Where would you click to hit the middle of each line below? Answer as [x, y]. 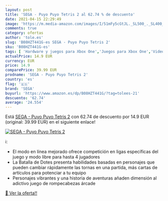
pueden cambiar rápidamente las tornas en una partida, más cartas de [85, 168]
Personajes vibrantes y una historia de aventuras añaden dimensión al [84, 178]
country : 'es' [20, 79]
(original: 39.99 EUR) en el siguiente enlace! [50, 122]
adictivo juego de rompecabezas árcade [54, 184]
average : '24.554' [24, 103]
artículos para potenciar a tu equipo [49, 173]
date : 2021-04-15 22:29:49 [33, 19]
